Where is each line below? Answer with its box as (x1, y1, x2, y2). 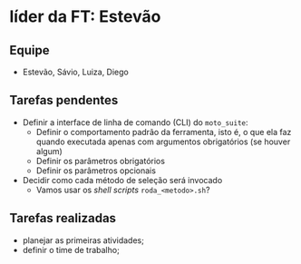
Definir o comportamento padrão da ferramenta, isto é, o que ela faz (35, 126, 292, 137)
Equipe (9, 43, 50, 58)
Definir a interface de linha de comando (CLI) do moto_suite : (22, 116, 248, 128)
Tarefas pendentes (9, 93, 119, 108)
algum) (35, 145, 63, 156)
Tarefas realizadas (9, 210, 116, 226)
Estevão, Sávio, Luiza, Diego (22, 66, 130, 77)
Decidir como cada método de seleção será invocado (22, 174, 223, 185)
